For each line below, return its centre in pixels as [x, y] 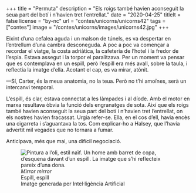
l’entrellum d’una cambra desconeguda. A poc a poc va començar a [88, 45]
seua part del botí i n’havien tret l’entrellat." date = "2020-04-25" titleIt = [93, 15]
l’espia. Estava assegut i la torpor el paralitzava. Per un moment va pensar [95, 57]
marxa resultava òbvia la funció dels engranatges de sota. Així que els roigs [97, 105]
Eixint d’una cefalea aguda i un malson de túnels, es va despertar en [89, 38]
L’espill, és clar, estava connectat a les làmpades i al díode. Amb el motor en [98, 99]
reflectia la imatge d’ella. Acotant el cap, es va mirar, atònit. [77, 70]
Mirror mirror [36, 171]
